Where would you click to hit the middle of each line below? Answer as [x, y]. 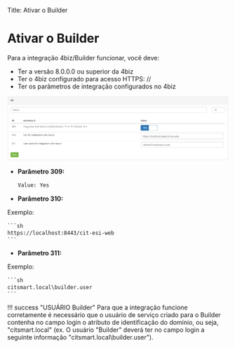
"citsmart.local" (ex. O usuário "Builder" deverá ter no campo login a [106, 330]
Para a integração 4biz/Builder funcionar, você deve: [83, 58]
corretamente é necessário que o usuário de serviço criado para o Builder [114, 314]
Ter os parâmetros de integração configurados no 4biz [97, 86]
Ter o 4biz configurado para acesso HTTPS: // [84, 79]
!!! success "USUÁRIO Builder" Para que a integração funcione [98, 307]
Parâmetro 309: [41, 172]
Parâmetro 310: [40, 199]
